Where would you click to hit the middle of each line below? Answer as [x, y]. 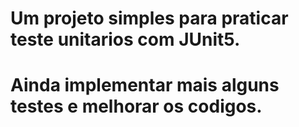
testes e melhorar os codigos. [136, 106]
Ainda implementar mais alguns [145, 85]
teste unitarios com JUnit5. [125, 39]
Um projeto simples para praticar [149, 18]
